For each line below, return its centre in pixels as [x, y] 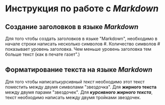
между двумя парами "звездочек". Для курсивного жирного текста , [79, 92]
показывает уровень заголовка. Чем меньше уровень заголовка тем [78, 49]
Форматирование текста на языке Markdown [79, 70]
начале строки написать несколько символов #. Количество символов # [83, 44]
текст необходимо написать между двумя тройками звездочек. [73, 97]
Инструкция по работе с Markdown [82, 9]
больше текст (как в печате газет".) [43, 54]
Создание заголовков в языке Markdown [72, 27]
